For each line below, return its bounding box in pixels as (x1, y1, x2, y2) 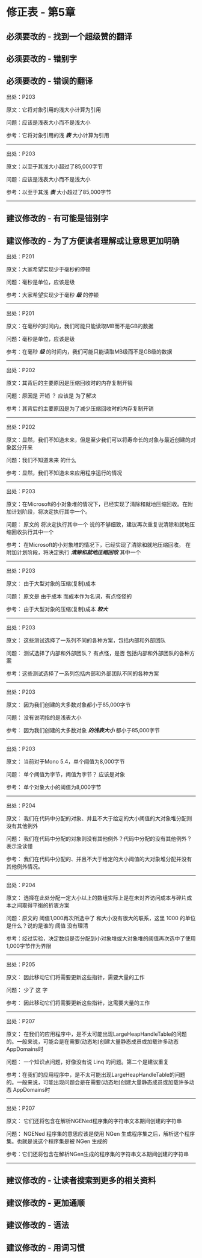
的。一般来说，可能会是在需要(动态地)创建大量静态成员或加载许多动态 (6, 1038, 179, 1045)
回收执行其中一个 (11, 528, 54, 535)
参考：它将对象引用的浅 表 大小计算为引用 (6, 131, 109, 139)
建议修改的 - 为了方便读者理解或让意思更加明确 (6, 235, 180, 246)
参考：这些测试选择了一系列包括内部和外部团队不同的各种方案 (6, 670, 159, 677)
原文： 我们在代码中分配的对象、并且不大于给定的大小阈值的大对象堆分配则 (6, 814, 192, 822)
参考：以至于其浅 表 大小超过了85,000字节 (6, 188, 111, 196)
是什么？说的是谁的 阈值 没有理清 (6, 922, 88, 929)
